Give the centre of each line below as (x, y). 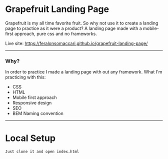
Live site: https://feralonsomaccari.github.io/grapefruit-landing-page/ (76, 43)
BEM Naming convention (38, 113)
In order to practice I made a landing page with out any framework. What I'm (84, 72)
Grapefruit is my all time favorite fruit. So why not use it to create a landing (82, 23)
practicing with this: (25, 77)
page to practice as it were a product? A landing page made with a (74, 28)
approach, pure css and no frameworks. (56, 33)
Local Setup (30, 138)
